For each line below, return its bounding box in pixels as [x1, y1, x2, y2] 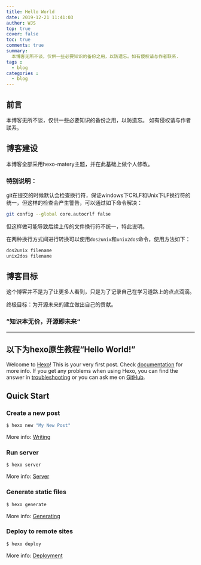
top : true [6, 25, 31, 32]
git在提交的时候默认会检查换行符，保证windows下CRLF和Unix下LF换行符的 [6, 192, 191, 199]
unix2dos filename [6, 253, 52, 259]
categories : [6, 70, 39, 76]
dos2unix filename [6, 247, 52, 253]
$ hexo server [6, 462, 42, 468]
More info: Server [6, 473, 50, 480]
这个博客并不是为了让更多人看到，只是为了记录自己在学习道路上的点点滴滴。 [6, 288, 195, 295]
